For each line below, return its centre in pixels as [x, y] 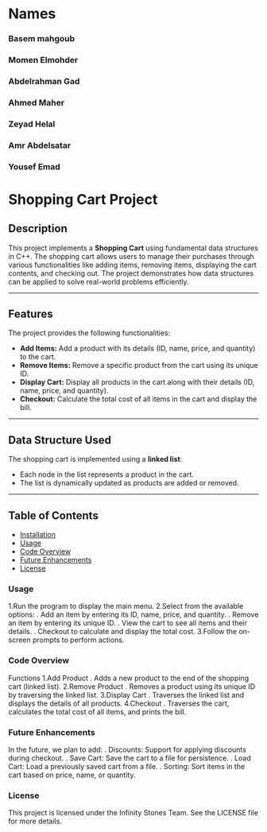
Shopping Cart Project [83, 199]
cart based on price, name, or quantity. [72, 775]
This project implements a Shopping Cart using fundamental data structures [133, 248]
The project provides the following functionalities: [89, 333]
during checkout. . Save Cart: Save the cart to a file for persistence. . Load [130, 758]
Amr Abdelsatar [40, 145]
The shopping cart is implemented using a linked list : [95, 459]
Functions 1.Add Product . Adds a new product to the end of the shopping [128, 678]
